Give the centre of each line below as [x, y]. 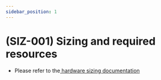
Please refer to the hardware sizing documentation [77, 70]
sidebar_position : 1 [32, 12]
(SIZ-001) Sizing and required [80, 41]
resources [32, 54]
